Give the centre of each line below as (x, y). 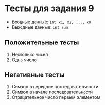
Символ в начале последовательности (52, 92)
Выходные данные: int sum (40, 27)
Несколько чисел (30, 54)
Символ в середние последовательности (55, 86)
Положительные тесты (42, 43)
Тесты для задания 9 (49, 9)
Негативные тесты (34, 75)
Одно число (24, 60)
